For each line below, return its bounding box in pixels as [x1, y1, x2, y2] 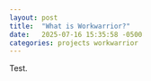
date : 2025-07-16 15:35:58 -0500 [9, 30, 143, 39]
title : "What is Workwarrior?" [9, 22, 130, 31]
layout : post [9, 13, 58, 22]
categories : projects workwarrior [9, 38, 139, 48]
